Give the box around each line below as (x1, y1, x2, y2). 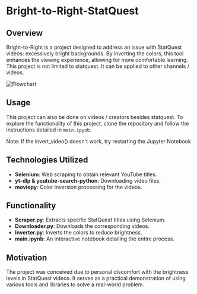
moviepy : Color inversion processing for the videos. (14, 183, 142, 190)
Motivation (6, 252, 47, 262)
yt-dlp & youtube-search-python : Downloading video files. (14, 177, 161, 184)
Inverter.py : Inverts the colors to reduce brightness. (14, 229, 142, 236)
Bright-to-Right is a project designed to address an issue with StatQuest (6, 43, 182, 51)
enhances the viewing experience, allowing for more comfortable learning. (6, 57, 188, 63)
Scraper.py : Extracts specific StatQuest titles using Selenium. (14, 216, 166, 224)
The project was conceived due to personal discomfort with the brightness (6, 268, 189, 276)
